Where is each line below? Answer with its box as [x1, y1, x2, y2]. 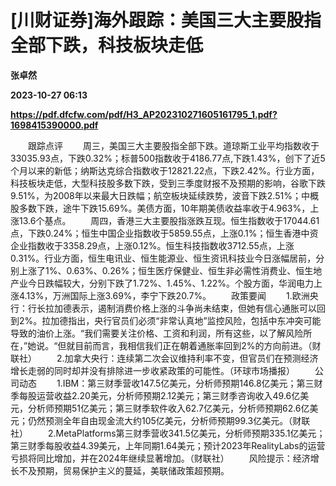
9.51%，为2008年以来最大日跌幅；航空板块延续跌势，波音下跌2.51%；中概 [10, 189, 319, 201]
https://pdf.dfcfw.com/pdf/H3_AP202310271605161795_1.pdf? [10, 108, 278, 120]
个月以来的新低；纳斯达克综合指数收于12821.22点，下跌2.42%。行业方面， [10, 164, 320, 176]
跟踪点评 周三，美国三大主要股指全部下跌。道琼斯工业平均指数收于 [27, 139, 320, 151]
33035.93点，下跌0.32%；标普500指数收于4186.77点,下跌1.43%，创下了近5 [10, 152, 326, 164]
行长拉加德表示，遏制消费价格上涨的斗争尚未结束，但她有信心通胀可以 [27, 302, 317, 314]
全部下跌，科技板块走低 [10, 34, 204, 57]
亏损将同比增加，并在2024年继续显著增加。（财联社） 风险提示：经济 [10, 452, 311, 464]
